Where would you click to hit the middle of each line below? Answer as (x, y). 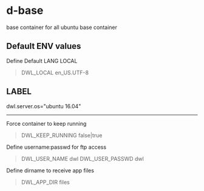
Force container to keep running (46, 123)
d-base (25, 11)
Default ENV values (44, 46)
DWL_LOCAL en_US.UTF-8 (55, 73)
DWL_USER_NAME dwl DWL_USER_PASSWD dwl (82, 158)
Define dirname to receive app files (50, 170)
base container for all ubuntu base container (62, 27)
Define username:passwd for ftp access (56, 147)
